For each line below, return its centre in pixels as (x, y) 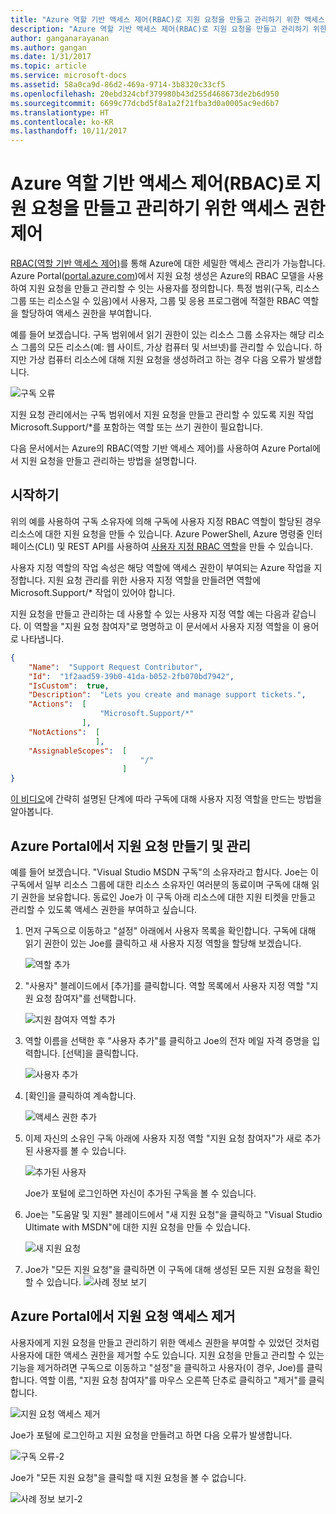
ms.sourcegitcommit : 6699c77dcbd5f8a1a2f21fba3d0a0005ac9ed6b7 (145, 103)
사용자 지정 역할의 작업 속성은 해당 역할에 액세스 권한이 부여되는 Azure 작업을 (161, 567)
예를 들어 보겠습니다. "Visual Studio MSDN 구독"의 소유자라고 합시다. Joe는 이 (164, 872)
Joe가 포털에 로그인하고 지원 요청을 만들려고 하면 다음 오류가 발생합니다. (151, 1435)
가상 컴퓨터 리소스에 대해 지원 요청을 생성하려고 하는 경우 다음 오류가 (162, 360)
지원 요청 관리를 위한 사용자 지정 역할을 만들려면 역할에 (154, 580)
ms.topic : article (48, 66)
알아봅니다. (32, 812)
